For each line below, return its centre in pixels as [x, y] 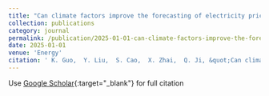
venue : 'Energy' [35, 53]
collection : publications [51, 23]
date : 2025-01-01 [37, 46]
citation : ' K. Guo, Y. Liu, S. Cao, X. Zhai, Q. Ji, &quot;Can [125, 61]
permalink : [26, 38]
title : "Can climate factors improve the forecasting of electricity [127, 16]
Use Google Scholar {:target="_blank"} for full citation [96, 83]
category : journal [39, 30]
